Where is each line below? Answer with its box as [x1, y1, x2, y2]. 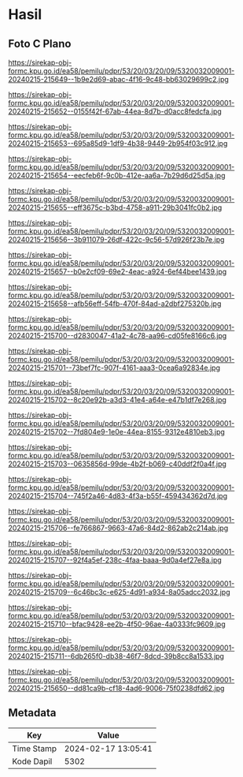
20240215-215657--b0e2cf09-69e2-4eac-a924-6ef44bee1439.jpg [8, 267, 227, 276]
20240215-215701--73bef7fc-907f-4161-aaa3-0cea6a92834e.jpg [8, 363, 220, 372]
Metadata [8, 706, 57, 719]
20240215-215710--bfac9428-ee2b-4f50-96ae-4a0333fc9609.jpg [8, 619, 226, 629]
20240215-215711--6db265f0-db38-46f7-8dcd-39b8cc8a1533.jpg [8, 652, 224, 660]
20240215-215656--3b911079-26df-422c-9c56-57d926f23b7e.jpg [8, 235, 225, 244]
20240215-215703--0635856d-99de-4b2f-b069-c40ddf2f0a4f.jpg [8, 459, 226, 469]
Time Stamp [12, 743, 57, 754]
